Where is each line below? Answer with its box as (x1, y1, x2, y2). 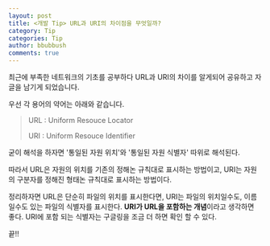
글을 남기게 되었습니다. (8, 82, 80, 92)
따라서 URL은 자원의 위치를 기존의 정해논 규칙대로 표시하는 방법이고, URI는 (8, 165, 243, 174)
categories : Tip (8, 34, 63, 43)
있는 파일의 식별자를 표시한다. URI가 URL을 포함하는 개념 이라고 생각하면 (29, 202, 255, 211)
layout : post (8, 11, 52, 20)
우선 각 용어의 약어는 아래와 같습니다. (8, 100, 125, 109)
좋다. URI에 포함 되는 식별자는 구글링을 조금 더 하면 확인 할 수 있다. (8, 212, 218, 221)
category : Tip (8, 27, 56, 35)
